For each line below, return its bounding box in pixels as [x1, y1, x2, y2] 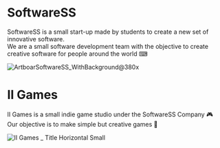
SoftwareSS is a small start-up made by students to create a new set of [7, 28, 209, 36]
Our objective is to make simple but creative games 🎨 [7, 120, 158, 128]
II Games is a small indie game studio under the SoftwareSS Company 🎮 [7, 110, 213, 118]
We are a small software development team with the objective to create [7, 42, 208, 50]
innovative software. [7, 34, 65, 43]
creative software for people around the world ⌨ [7, 50, 148, 58]
